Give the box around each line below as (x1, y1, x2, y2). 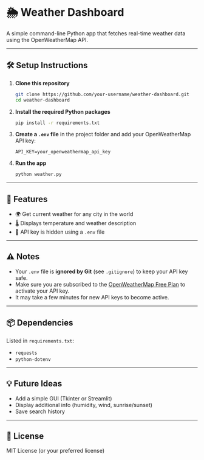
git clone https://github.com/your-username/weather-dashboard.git (15, 91, 189, 97)
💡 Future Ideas (6, 378, 63, 389)
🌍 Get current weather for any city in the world (15, 211, 134, 218)
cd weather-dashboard (15, 97, 70, 103)
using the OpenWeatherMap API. (6, 36, 88, 43)
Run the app (15, 159, 47, 167)
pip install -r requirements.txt (15, 120, 100, 126)
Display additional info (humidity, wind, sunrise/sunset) (15, 401, 153, 408)
